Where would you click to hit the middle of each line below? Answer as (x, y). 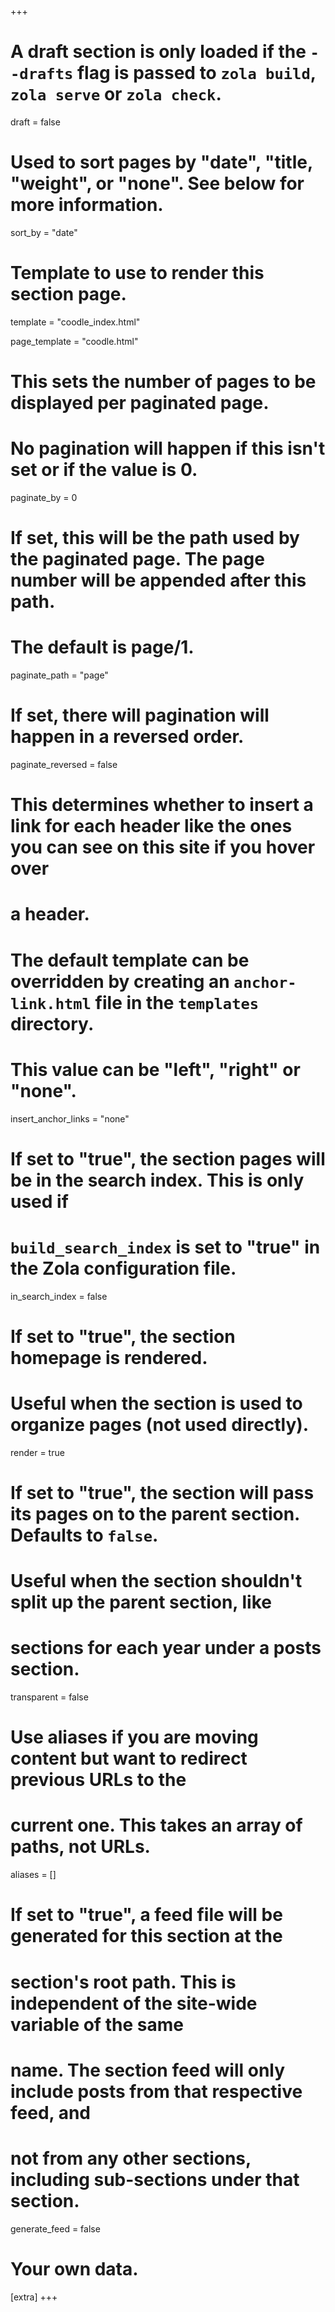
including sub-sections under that (155, 2179)
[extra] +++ (34, 2297)
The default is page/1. (102, 647)
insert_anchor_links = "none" (70, 1118)
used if (39, 1201)
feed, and (51, 2112)
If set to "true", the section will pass (162, 1492)
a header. (50, 914)
